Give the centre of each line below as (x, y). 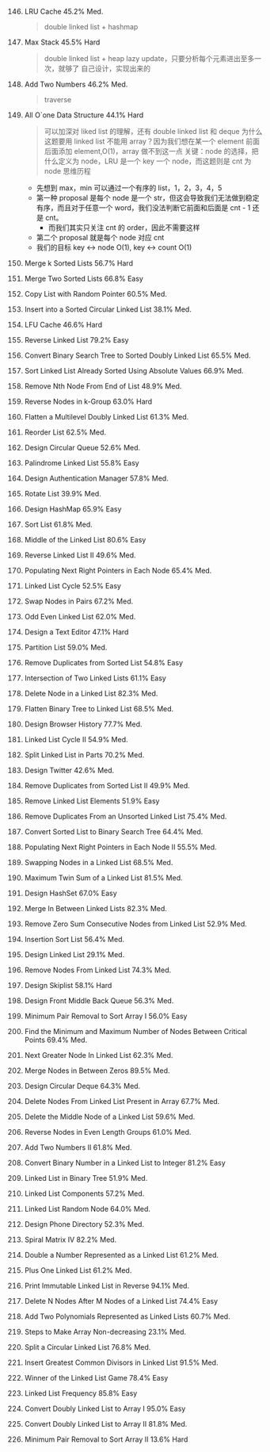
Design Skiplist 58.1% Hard (68, 985)
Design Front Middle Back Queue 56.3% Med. (99, 1001)
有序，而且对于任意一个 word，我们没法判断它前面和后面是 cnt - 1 (143, 208)
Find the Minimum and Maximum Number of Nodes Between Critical (136, 1031)
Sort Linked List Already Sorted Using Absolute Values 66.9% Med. (134, 371)
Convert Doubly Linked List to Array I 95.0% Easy (105, 1408)
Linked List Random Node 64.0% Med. (87, 1209)
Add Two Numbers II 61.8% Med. (78, 1147)
